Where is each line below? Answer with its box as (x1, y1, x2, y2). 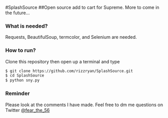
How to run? (5, 47, 36, 54)
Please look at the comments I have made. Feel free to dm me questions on (5, 102, 163, 108)
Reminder (5, 90, 30, 97)
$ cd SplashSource (5, 73, 44, 78)
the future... (5, 10, 30, 16)
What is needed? (5, 22, 48, 30)
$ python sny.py (5, 78, 40, 83)
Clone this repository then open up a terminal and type (5, 58, 120, 64)
